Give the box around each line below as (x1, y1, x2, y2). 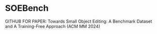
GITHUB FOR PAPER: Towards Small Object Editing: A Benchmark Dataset (5, 18, 152, 24)
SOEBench (5, 3, 49, 14)
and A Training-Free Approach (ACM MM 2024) (5, 23, 100, 29)
